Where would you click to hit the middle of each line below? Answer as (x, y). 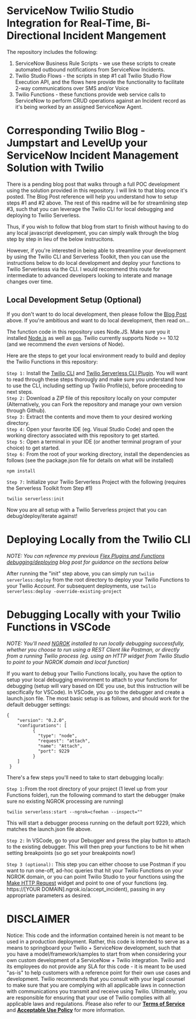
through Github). (26, 410)
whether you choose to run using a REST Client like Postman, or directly (93, 649)
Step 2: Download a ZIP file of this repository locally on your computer (92, 398)
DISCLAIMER (38, 919)
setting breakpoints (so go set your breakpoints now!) (71, 853)
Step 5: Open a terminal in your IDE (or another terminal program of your (94, 441)
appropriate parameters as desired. (49, 895)
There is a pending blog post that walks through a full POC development (93, 184)
